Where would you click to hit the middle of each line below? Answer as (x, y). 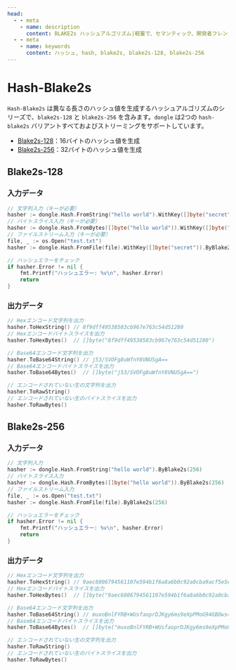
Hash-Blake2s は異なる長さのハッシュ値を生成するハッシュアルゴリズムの (113, 108)
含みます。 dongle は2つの (161, 117)
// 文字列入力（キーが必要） (44, 208)
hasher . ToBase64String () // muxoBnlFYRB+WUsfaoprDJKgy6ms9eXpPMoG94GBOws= (119, 614)
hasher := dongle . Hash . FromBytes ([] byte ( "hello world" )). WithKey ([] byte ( (118, 228)
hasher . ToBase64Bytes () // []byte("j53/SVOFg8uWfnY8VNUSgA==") (103, 373)
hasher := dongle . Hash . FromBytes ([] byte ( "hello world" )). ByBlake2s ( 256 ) (116, 483)
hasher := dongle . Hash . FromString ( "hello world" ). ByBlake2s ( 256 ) (105, 470)
